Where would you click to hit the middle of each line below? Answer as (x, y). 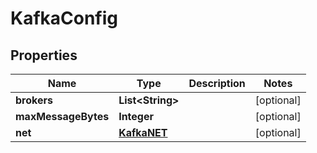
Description (217, 83)
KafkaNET (143, 132)
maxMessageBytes (62, 116)
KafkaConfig (64, 18)
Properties (44, 55)
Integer (136, 116)
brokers (34, 100)
